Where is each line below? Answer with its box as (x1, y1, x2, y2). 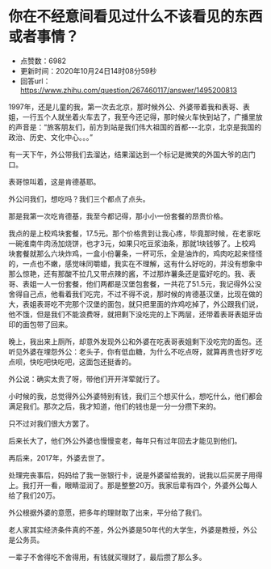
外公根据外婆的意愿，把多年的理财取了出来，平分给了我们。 (8, 507, 206, 517)
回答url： (19, 76, 51, 86)
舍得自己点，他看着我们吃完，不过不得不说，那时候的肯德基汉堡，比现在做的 (8, 289, 263, 299)
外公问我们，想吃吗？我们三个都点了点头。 (8, 193, 150, 203)
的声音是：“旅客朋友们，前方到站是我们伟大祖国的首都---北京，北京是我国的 (8, 122, 262, 132)
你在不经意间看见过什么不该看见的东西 (8, 7, 264, 26)
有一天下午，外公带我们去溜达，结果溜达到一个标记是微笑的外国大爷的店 (8, 149, 248, 159)
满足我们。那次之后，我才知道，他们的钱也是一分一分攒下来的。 (8, 401, 220, 411)
